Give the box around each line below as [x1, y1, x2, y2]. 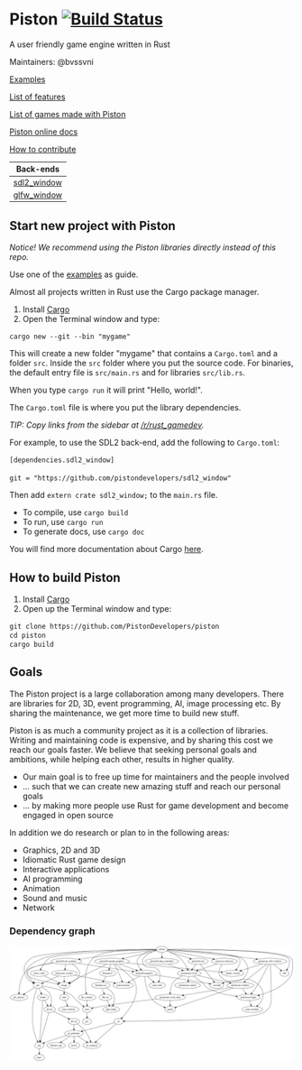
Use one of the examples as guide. [9, 269, 139, 280]
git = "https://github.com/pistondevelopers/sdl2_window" [9, 474, 232, 483]
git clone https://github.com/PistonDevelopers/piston [9, 623, 220, 632]
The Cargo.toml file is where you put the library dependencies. [9, 402, 242, 413]
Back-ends [15, 163, 60, 175]
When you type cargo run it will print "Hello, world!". [9, 384, 203, 396]
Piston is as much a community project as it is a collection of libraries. [9, 724, 269, 735]
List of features [9, 91, 66, 102]
